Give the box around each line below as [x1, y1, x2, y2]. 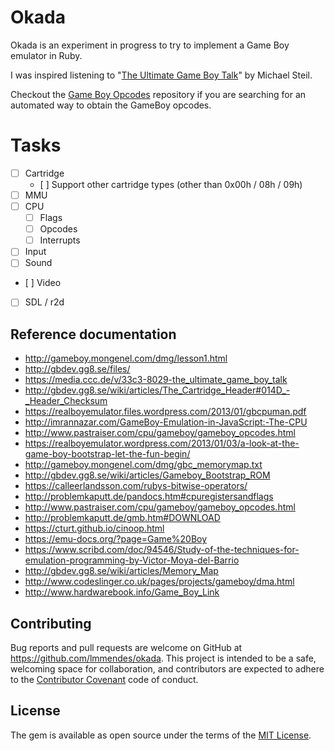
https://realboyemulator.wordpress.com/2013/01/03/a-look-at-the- [24, 437, 300, 450]
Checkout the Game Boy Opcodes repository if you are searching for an [10, 88, 307, 100]
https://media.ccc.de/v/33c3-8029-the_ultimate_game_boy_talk [24, 374, 288, 386]
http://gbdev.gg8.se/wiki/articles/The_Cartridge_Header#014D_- [24, 384, 291, 396]
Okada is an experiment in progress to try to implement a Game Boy [10, 39, 290, 51]
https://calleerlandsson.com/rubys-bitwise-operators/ [24, 480, 248, 492]
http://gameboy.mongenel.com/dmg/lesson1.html [24, 352, 228, 365]
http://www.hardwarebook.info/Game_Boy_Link [24, 586, 220, 598]
